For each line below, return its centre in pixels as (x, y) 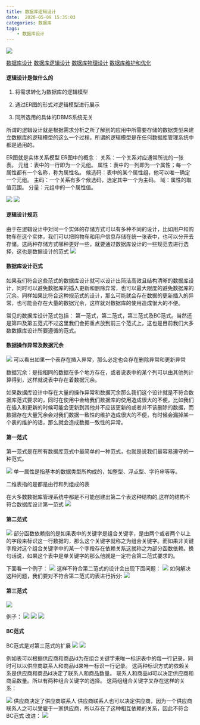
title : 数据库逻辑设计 (31, 12)
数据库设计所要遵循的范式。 (45, 330)
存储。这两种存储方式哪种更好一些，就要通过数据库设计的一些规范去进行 (95, 244)
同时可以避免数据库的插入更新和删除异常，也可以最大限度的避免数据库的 (105, 288)
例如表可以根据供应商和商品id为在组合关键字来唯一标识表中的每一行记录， (97, 658)
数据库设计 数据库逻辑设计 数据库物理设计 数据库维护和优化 (79, 63)
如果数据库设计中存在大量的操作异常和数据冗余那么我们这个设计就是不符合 (97, 392)
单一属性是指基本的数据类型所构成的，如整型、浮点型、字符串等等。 (97, 471)
